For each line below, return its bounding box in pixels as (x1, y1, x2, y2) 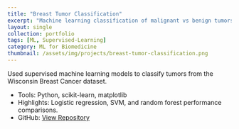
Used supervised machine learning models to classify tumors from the (7, 69, 213, 78)
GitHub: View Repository (17, 113, 90, 121)
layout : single (7, 23, 53, 30)
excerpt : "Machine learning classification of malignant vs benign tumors (7, 17, 234, 24)
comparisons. (17, 106, 58, 114)
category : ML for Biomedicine (7, 43, 97, 50)
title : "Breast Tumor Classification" (7, 10, 122, 18)
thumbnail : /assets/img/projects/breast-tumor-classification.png (7, 50, 208, 57)
